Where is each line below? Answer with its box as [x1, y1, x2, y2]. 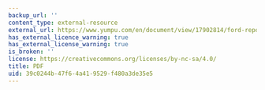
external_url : [8, 26, 55, 34]
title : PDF [8, 63, 44, 70]
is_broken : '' [8, 48, 55, 56]
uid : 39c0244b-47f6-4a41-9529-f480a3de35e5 [8, 70, 154, 77]
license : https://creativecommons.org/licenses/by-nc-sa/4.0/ [8, 56, 217, 63]
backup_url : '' [8, 11, 58, 20]
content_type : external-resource [8, 19, 118, 27]
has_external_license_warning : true [8, 41, 129, 49]
